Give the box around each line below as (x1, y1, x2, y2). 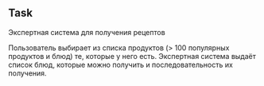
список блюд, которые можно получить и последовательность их (8, 60, 233, 69)
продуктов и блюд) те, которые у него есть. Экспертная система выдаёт (8, 51, 257, 61)
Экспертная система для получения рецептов (8, 27, 165, 37)
